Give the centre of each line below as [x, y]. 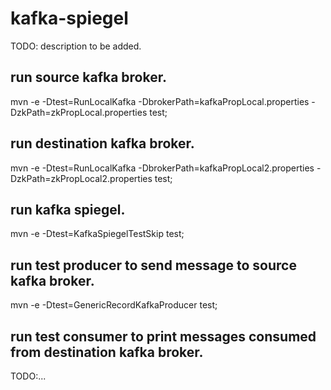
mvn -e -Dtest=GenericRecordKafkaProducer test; [114, 305]
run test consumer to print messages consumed [163, 336]
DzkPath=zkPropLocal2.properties [81, 178]
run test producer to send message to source [153, 265]
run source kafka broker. [88, 77]
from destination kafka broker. [107, 352]
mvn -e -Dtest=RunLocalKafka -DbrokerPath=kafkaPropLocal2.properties [162, 168]
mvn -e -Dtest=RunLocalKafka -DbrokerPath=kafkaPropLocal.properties [160, 101]
